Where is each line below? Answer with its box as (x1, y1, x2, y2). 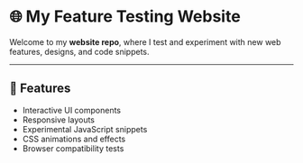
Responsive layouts (22, 114, 96, 125)
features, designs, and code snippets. (9, 46, 151, 57)
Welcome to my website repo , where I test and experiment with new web (9, 36, 281, 47)
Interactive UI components (22, 104, 122, 115)
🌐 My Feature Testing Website (9, 6, 241, 27)
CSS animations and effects (22, 133, 126, 144)
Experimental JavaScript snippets (22, 123, 148, 134)
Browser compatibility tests (22, 142, 124, 154)
